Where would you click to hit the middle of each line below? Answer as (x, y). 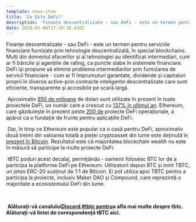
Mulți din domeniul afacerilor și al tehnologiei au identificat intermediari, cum (98, 57)
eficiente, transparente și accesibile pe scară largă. (67, 88)
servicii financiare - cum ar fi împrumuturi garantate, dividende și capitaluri (96, 75)
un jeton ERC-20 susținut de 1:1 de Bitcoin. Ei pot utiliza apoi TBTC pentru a (96, 171)
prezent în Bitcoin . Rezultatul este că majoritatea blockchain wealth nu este (96, 141)
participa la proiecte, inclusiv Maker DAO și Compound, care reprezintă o (94, 178)
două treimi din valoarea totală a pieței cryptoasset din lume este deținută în (97, 136)
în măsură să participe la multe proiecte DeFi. (60, 148)
